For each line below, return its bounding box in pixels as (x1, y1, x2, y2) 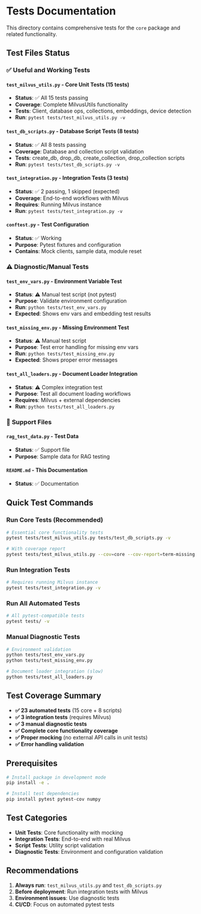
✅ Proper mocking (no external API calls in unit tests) (14, 733, 148, 741)
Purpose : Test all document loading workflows (14, 390, 131, 397)
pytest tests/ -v (6, 619, 50, 625)
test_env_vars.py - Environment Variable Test (6, 277, 122, 285)
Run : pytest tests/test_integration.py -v (14, 207, 123, 214)
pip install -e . (6, 780, 50, 786)
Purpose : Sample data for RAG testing (14, 452, 110, 460)
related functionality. (6, 30, 57, 37)
